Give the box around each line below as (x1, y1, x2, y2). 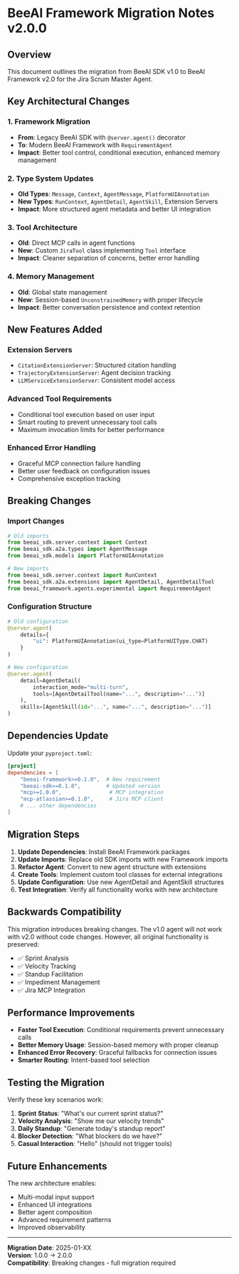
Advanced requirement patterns (17, 1215, 112, 1223)
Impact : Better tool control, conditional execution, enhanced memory (17, 148, 221, 157)
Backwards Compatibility (7, 906, 122, 918)
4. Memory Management (7, 272, 95, 282)
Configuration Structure (7, 601, 92, 611)
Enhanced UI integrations (17, 1200, 92, 1209)
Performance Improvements (7, 1006, 135, 1018)
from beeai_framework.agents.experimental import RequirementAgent (7, 585, 212, 592)
